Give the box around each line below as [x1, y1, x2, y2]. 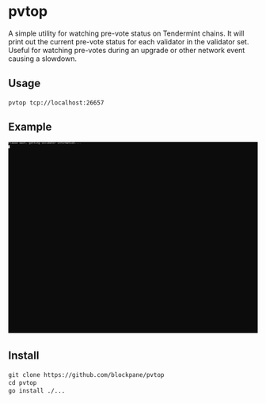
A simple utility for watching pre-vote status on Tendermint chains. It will [8, 29, 245, 38]
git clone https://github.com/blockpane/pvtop [8, 371, 165, 378]
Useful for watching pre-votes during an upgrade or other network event [8, 45, 245, 55]
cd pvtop [8, 378, 37, 386]
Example [8, 120, 52, 134]
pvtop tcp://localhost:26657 [8, 98, 104, 107]
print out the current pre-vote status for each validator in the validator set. [8, 36, 249, 46]
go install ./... [8, 386, 66, 394]
